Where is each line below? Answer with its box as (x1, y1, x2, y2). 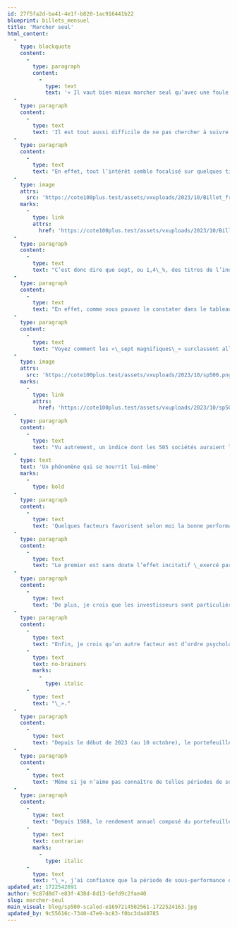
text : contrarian (32, 838, 83, 845)
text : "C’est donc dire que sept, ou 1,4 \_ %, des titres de (32, 266, 213, 273)
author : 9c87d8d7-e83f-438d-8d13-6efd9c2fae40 (7, 891, 147, 898)
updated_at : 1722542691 (7, 884, 78, 891)
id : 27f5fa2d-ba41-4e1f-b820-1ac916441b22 (7, 10, 134, 18)
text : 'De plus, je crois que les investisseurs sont (32, 601, 194, 608)
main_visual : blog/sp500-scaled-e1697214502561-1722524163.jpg (7, 903, 197, 910)
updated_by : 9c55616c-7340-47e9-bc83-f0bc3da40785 (7, 910, 159, 917)
